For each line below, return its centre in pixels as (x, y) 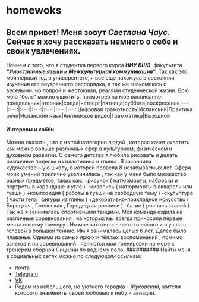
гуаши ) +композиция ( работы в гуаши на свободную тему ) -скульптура (100, 193)
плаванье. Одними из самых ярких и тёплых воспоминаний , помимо (94, 237)
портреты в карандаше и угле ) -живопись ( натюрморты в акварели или (99, 187)
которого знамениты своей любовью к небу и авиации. (85, 293)
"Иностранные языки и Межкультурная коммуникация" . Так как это (97, 71)
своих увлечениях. (43, 51)
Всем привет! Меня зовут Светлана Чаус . (88, 32)
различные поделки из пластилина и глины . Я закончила (79, 162)
